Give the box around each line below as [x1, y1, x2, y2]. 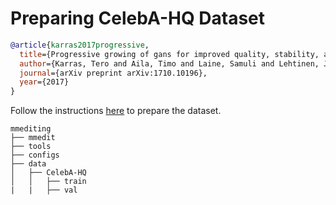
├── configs [10, 150, 60, 161]
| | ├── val [10, 185, 78, 196]
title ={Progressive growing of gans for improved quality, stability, [19, 49, 320, 59]
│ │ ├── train [10, 177, 87, 187]
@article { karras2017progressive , [10, 40, 150, 50]
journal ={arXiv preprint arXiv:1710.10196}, [19, 68, 208, 78]
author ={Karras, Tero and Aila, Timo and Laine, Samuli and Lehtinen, [19, 58, 320, 69]
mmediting [10, 124, 52, 134]
